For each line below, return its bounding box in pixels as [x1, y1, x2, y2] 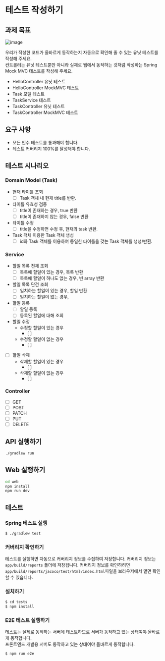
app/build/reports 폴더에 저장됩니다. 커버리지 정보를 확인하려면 [5, 562, 130, 568]
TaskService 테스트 [12, 97, 51, 103]
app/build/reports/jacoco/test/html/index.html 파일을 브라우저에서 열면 [5, 568, 152, 574]
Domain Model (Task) [5, 177, 58, 184]
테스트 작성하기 [5, 4, 63, 16]
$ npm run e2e [5, 651, 35, 657]
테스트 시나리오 [5, 162, 49, 170]
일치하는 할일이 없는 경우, [19, 294, 69, 300]
